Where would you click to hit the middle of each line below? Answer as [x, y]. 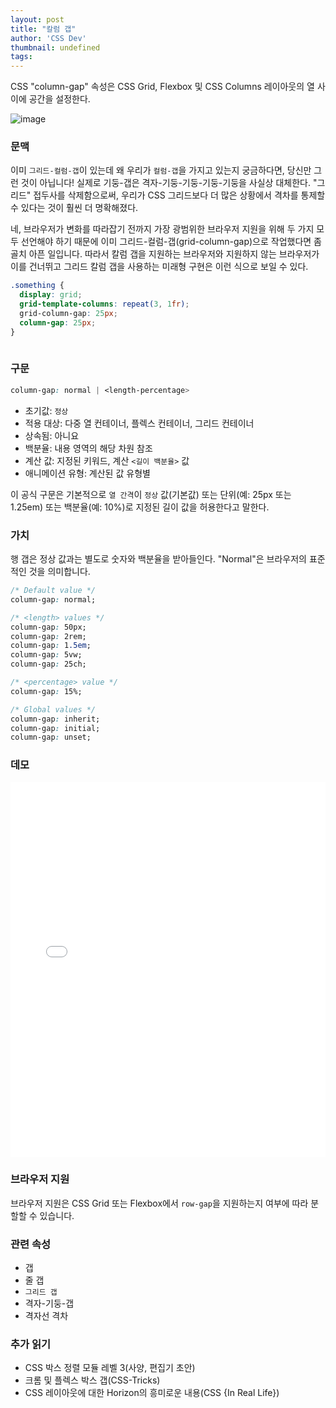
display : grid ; [51, 295]
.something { [37, 286]
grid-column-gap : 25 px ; [68, 314]
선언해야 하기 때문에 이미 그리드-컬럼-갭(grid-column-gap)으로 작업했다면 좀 [171, 242]
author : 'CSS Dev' [48, 38]
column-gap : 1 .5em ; [51, 646]
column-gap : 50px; [48, 627]
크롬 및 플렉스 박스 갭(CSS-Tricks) [92, 1380]
